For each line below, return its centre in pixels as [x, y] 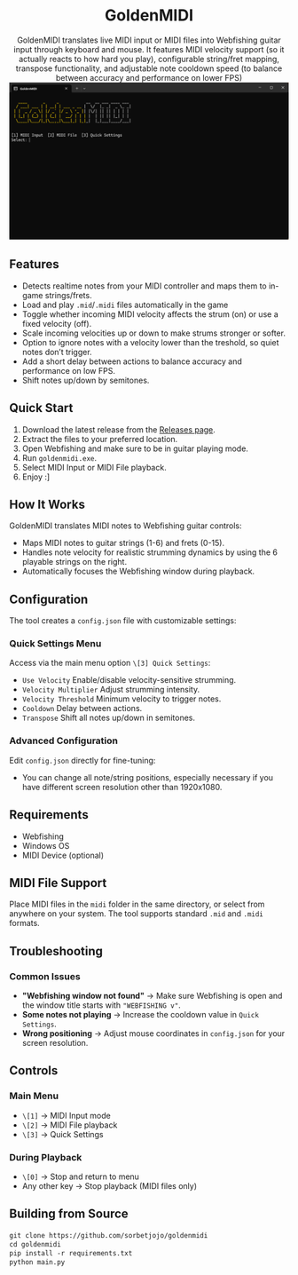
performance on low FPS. [68, 370]
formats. [24, 923]
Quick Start [41, 408]
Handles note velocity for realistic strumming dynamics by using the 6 [149, 552]
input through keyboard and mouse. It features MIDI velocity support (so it [149, 49]
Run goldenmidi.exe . [59, 457]
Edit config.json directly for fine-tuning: [82, 760]
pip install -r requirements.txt [71, 1253]
